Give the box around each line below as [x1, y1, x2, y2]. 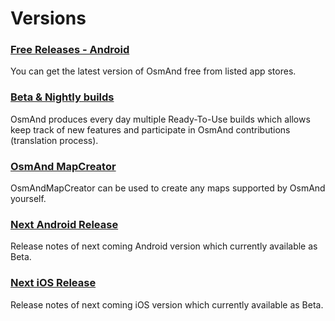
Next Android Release [10, 218, 119, 231]
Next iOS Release [10, 276, 97, 290]
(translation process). [10, 134, 99, 146]
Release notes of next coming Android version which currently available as [10, 240, 318, 252]
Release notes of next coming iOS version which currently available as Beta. [10, 298, 324, 311]
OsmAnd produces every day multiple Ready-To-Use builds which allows [10, 113, 311, 125]
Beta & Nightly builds [10, 90, 115, 104]
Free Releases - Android [10, 43, 130, 57]
